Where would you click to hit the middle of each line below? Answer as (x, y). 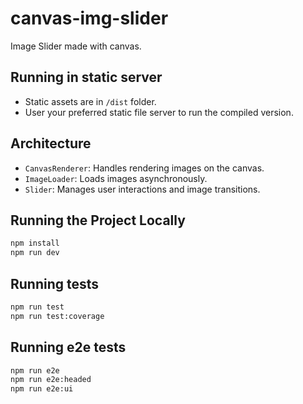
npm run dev (35, 253)
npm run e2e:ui (42, 389)
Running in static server (86, 77)
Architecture (51, 143)
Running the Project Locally (98, 220)
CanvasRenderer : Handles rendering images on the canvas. (144, 168)
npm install (35, 243)
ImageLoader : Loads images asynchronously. (116, 178)
